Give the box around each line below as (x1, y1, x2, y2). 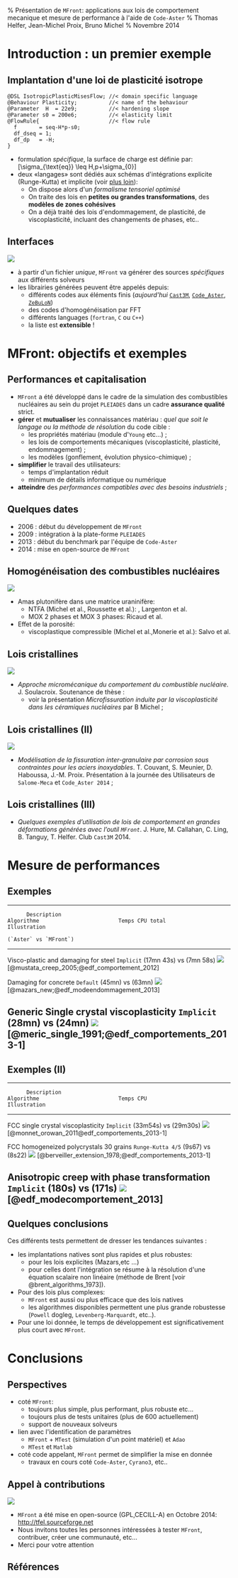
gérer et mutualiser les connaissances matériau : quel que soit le (17, 415, 209, 423)
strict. (17, 407, 35, 416)
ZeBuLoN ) (28, 298, 53, 306)
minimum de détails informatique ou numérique (28, 475, 166, 484)
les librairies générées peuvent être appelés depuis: (17, 283, 169, 291)
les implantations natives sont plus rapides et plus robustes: (17, 1250, 193, 1259)
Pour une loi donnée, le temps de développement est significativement (17, 1318, 225, 1327)
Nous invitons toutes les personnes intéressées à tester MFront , (17, 1526, 203, 1534)
